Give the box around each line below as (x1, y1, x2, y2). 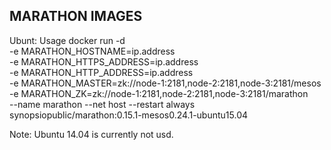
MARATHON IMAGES (9, 8, 143, 25)
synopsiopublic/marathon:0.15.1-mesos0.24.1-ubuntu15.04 (9, 109, 249, 121)
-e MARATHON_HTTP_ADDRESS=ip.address (9, 66, 194, 78)
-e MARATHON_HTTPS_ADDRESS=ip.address (9, 55, 199, 68)
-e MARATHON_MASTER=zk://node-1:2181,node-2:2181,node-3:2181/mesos (9, 77, 322, 89)
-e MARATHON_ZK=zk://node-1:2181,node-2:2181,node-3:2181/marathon (9, 87, 309, 99)
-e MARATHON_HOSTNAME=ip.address (9, 45, 176, 57)
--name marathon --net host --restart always (9, 98, 196, 110)
